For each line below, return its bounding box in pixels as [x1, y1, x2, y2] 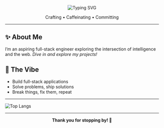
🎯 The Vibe [5, 66, 39, 74]
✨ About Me [5, 33, 42, 41]
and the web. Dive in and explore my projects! [5, 51, 98, 57]
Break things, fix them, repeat [12, 89, 72, 95]
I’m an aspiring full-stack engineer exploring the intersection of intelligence [5, 46, 156, 52]
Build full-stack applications [12, 78, 68, 84]
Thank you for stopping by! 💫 [52, 117, 112, 123]
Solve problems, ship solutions [12, 83, 74, 90]
